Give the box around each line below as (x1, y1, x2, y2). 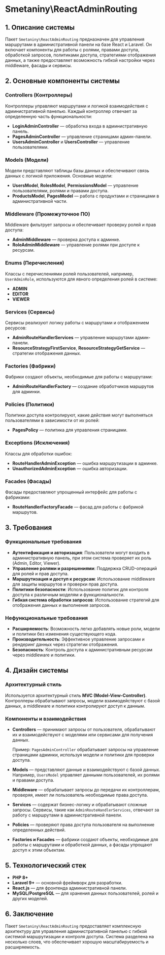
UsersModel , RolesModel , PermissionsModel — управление (12, 182, 139, 188)
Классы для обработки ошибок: (5, 451, 72, 456)
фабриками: (5, 495, 31, 500)
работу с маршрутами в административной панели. (12, 812, 122, 818)
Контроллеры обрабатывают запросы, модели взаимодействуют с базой (5, 697, 160, 703)
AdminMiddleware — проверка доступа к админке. (12, 236, 121, 243)
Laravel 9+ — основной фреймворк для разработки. (12, 879, 123, 886)
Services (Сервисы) (5, 308, 55, 315)
